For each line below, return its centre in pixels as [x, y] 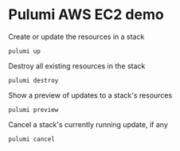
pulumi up [25, 51]
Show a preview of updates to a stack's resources [90, 95]
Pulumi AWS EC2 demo [86, 15]
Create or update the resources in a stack [76, 37]
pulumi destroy [33, 80]
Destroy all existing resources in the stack [77, 66]
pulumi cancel [32, 139]
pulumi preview [33, 110]
